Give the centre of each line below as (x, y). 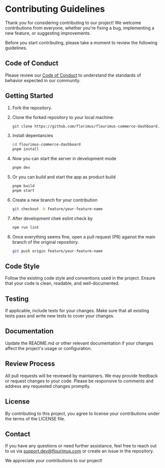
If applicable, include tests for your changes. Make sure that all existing (77, 311)
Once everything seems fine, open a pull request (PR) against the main (84, 236)
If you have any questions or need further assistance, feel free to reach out (81, 446)
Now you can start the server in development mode (64, 159)
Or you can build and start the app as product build (64, 177)
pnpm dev (21, 168)
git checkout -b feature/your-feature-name (57, 209)
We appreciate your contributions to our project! (54, 461)
